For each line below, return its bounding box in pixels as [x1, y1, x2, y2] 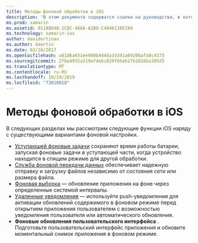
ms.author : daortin [6, 42, 54, 48]
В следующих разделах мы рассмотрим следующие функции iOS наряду [6, 124, 192, 132]
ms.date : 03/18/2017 [6, 47, 57, 53]
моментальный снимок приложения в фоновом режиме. [14, 230, 158, 237]
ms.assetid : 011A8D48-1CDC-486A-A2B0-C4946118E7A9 [6, 25, 133, 31]
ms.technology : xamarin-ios [6, 31, 75, 37]
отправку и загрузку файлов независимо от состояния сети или [14, 168, 177, 175]
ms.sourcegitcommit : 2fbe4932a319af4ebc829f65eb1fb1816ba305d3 [6, 58, 165, 64]
